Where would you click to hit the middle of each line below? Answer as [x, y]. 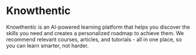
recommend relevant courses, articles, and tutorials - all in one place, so [94, 39]
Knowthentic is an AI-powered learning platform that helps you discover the [98, 27]
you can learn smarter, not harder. [48, 46]
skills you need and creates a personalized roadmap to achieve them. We [95, 33]
